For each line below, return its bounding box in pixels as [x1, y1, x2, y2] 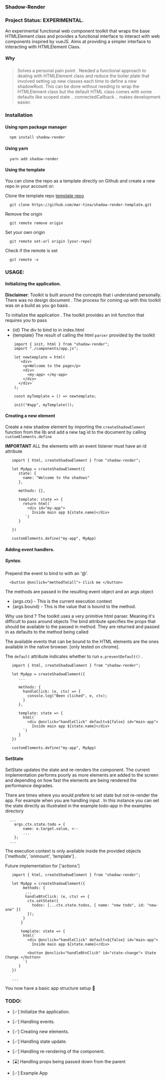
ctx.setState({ [27, 898, 58, 903]
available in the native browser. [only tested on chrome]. [5, 643, 120, 650]
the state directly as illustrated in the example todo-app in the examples [5, 802, 152, 808]
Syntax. [5, 558, 22, 564]
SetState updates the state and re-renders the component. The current [5, 767, 150, 773]
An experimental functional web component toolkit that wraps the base [5, 28, 150, 34]
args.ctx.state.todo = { [14, 822, 65, 827]
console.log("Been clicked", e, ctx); [27, 693, 108, 698]
